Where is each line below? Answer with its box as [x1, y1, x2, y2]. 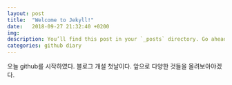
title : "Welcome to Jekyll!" [7, 17, 95, 23]
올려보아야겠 [188, 62, 222, 70]
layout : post [7, 10, 45, 17]
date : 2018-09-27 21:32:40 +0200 [7, 23, 110, 30]
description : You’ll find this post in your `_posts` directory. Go [7, 36, 209, 43]
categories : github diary [7, 42, 81, 49]
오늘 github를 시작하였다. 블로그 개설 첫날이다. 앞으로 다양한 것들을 [7, 62, 188, 70]
